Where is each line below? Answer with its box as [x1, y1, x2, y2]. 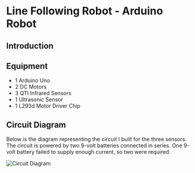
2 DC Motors [14, 83, 47, 90]
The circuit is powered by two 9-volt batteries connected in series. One [6, 142, 183, 149]
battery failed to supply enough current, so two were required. [17, 148, 171, 156]
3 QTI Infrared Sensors [14, 90, 72, 97]
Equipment [6, 61, 48, 71]
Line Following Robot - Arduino [6, 4, 163, 18]
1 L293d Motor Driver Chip [14, 102, 81, 110]
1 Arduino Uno [14, 77, 50, 84]
